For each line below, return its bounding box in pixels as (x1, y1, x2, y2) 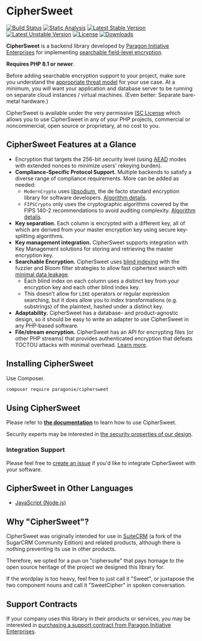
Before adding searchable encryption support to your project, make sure (6, 72, 186, 79)
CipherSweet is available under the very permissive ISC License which (6, 109, 181, 116)
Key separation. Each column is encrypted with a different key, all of (14, 219, 185, 227)
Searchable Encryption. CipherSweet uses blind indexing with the (14, 258, 180, 265)
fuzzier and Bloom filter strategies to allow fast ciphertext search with (14, 264, 188, 272)
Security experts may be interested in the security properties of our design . (6, 431, 194, 438)
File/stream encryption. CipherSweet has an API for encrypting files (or (14, 328, 194, 336)
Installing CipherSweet (6, 358, 94, 369)
